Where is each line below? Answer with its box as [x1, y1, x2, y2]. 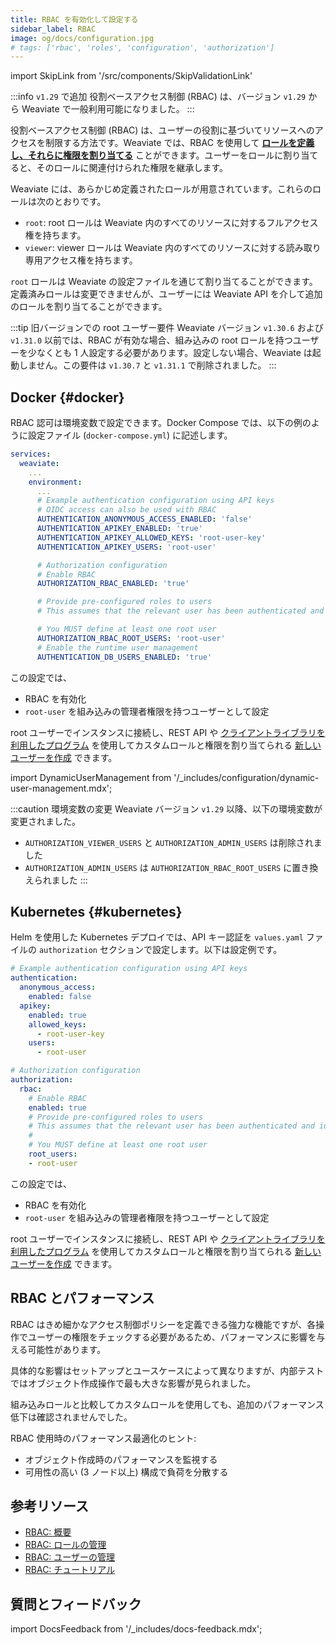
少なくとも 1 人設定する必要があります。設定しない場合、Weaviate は [27, 347, 313, 359]
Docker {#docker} [10, 389, 125, 406]
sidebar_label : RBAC [10, 24, 97, 34]
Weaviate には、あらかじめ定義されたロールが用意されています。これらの [10, 183, 313, 195]
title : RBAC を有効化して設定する [10, 14, 139, 25]
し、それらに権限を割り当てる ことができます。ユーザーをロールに [10, 149, 284, 161]
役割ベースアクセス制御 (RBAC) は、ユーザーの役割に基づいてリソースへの [10, 124, 315, 136]
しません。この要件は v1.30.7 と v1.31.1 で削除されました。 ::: [18, 359, 277, 371]
